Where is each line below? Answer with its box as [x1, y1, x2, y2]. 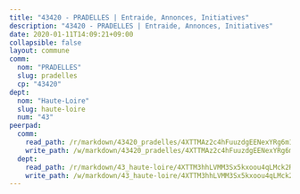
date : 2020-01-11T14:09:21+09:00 [9, 30, 134, 38]
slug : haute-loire [17, 105, 87, 114]
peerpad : [9, 122, 42, 131]
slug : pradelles [17, 72, 78, 80]
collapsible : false [9, 38, 82, 47]
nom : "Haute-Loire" [17, 96, 90, 105]
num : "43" [17, 113, 54, 122]
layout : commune [9, 46, 70, 55]
